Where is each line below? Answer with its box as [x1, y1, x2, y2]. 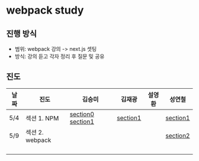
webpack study [6, 4, 84, 17]
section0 [69, 110, 95, 118]
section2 [165, 131, 190, 140]
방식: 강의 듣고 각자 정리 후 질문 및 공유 [14, 53, 105, 60]
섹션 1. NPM [25, 114, 59, 122]
